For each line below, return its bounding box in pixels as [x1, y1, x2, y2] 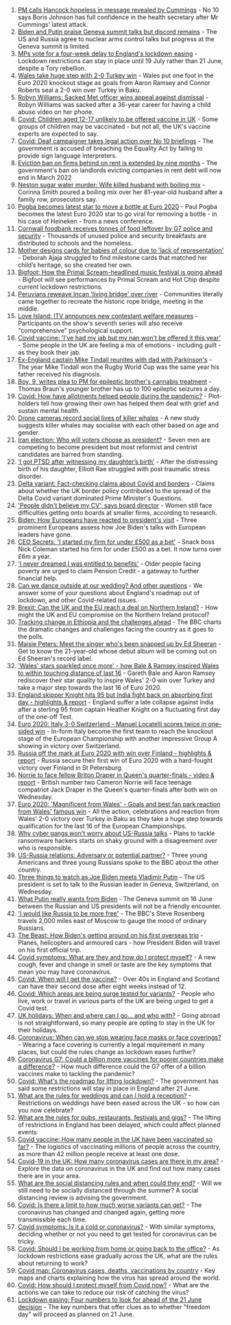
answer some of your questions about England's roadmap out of [17, 589, 200, 597]
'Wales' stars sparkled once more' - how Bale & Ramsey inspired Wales [17, 662, 219, 669]
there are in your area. [17, 1172, 81, 1180]
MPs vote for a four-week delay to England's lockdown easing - [17, 49, 198, 58]
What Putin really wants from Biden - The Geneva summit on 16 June [17, 895, 213, 903]
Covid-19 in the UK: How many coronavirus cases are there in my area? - [17, 1157, 224, 1165]
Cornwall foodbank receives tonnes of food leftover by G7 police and [17, 224, 213, 232]
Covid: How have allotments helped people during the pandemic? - [17, 392, 208, 400]
